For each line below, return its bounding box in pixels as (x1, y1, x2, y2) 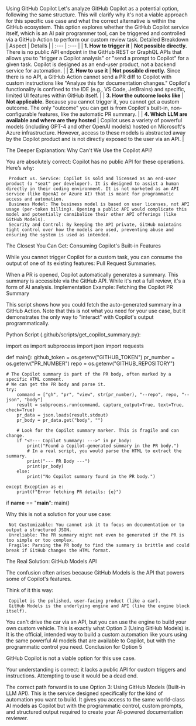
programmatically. (6, 320, 50, 326)
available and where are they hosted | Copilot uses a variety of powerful (6, 117, 183, 123)
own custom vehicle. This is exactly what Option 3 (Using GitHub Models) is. (6, 625, 191, 631)
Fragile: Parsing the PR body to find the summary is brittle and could (8, 542, 190, 548)
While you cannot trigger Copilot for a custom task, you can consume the (6, 254, 183, 260)
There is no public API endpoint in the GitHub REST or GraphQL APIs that (6, 49, 182, 55)
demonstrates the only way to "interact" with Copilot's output (6, 314, 154, 321)
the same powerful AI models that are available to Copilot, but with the (6, 637, 176, 644)
